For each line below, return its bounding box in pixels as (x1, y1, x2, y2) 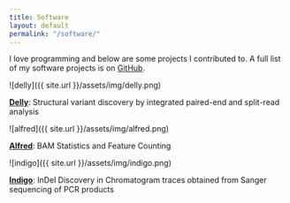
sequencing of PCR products (9, 184, 115, 195)
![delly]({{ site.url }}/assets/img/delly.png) (9, 80, 162, 91)
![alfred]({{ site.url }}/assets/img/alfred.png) (9, 124, 170, 134)
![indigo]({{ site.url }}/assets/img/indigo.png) (9, 158, 172, 169)
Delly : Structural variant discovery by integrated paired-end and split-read (9, 97, 280, 108)
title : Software (9, 12, 69, 22)
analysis (9, 107, 40, 117)
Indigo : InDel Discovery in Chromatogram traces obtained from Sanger (9, 175, 267, 185)
